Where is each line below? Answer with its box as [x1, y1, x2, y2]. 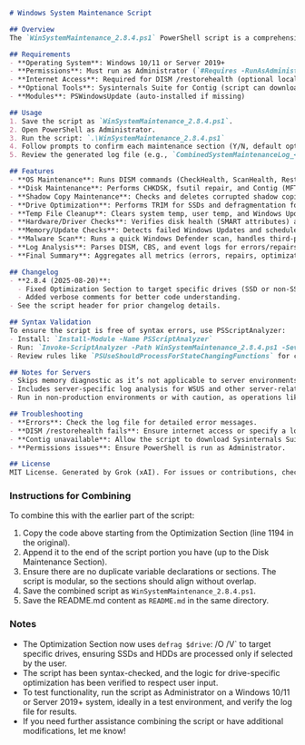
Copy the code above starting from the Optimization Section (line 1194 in [22, 527, 294, 539]
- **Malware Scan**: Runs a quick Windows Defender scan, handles [9, 234, 266, 244]
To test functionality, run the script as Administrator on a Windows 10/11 [22, 686, 290, 698]
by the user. [22, 658, 68, 669]
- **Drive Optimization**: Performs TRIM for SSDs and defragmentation [9, 201, 286, 210]
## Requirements [9, 50, 71, 59]
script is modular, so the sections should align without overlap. [22, 576, 257, 587]
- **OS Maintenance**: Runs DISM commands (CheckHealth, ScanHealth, [9, 175, 279, 184]
